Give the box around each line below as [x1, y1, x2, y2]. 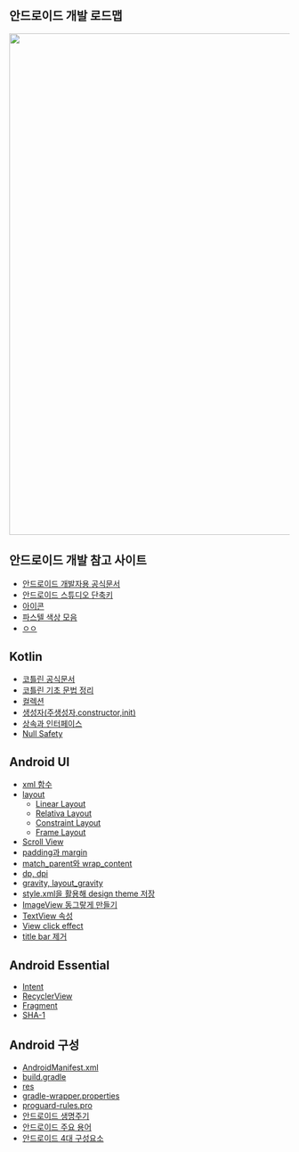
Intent [21, 982, 44, 992]
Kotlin [9, 649, 43, 664]
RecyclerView [21, 991, 73, 1001]
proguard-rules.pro [21, 1099, 93, 1110]
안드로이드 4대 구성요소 [21, 1132, 104, 1143]
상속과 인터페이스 [21, 719, 83, 729]
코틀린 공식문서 [21, 674, 76, 685]
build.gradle [21, 1071, 67, 1082]
